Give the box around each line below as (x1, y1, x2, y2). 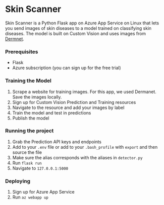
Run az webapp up (12, 194, 49, 200)
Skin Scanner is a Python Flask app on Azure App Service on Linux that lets (5, 20, 160, 26)
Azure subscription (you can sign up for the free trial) (12, 65, 121, 71)
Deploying (5, 178, 31, 185)
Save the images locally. (12, 94, 62, 100)
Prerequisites (5, 48, 38, 55)
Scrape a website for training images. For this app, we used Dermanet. (12, 89, 157, 95)
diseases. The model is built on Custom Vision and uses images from (5, 30, 146, 36)
